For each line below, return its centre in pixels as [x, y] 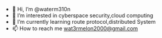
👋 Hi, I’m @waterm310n [41, 9]
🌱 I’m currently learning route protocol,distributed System [84, 22]
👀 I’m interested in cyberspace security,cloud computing [83, 15]
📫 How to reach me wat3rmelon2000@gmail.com [75, 28]
